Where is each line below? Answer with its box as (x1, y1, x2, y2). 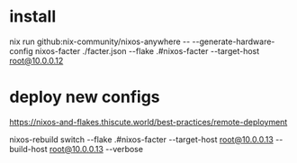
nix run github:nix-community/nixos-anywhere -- (9, 36, 191, 47)
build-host (9, 143, 48, 154)
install (9, 6, 57, 27)
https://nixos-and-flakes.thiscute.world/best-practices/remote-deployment (9, 116, 288, 127)
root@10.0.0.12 (9, 55, 64, 66)
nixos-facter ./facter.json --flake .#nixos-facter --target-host (34, 45, 260, 56)
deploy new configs (9, 87, 160, 107)
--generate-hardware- (192, 36, 275, 47)
